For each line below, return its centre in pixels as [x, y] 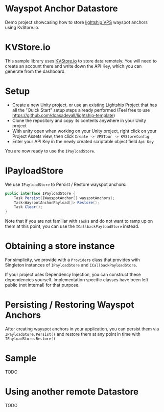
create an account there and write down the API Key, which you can [73, 66]
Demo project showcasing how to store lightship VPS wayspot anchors [76, 22]
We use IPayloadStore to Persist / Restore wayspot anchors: [66, 184]
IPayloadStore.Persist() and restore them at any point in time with [73, 334]
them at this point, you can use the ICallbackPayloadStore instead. [72, 226]
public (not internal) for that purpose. [42, 285]
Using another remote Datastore [72, 392]
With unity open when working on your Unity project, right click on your [84, 131]
